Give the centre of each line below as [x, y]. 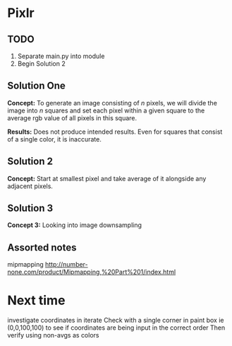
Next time [36, 300]
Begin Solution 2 [41, 64]
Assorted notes [42, 247]
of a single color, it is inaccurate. [55, 139]
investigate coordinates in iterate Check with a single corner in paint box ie [116, 321]
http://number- [66, 265]
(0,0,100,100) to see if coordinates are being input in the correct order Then [116, 328]
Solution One [36, 86]
